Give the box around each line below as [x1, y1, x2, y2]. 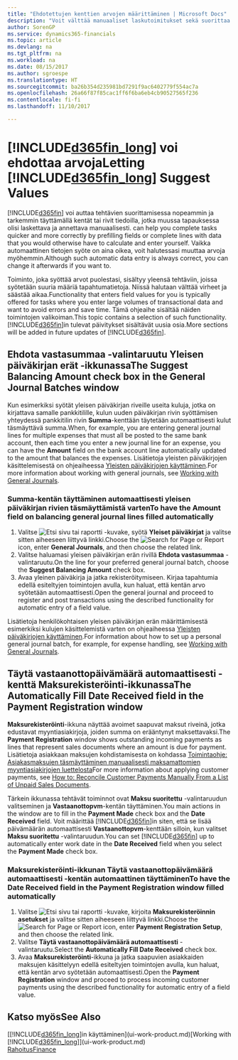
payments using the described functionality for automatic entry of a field [17, 983, 230, 992]
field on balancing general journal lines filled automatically [7, 512, 215, 521]
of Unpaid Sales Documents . [7, 780, 91, 789]
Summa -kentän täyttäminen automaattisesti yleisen [7, 494, 191, 504]
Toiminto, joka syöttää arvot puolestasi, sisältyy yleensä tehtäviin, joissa [7, 275, 218, 283]
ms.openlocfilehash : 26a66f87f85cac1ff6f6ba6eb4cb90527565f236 [7, 90, 199, 97]
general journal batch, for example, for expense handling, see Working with [7, 639, 228, 648]
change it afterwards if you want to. [7, 261, 112, 270]
